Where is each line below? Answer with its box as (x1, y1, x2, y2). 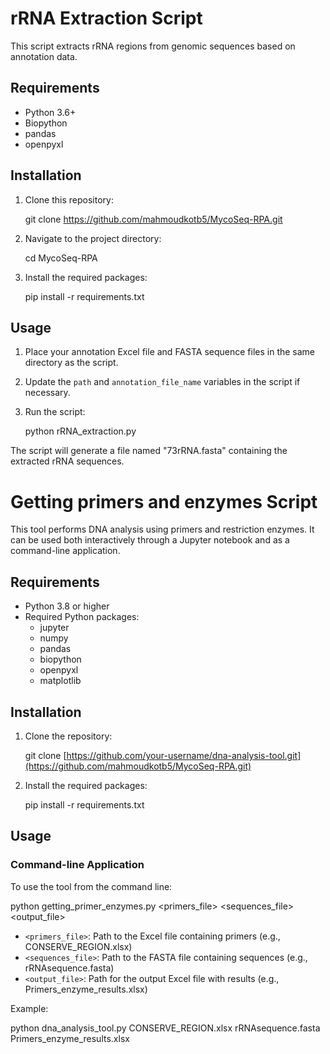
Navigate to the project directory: (24, 232, 162, 244)
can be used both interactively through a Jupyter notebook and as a (10, 534, 290, 546)
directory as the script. (24, 357, 119, 369)
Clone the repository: (24, 730, 113, 742)
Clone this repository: (24, 193, 114, 206)
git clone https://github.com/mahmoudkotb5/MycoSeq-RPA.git (24, 213, 283, 225)
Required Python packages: (24, 611, 140, 623)
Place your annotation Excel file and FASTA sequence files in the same (24, 346, 316, 358)
